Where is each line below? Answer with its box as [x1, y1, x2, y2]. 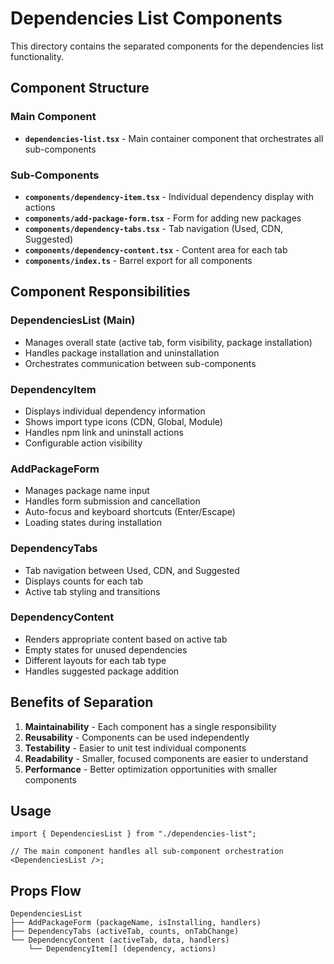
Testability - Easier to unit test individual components [24, 742, 247, 754]
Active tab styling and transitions [24, 585, 161, 597]
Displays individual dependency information [24, 405, 206, 417]
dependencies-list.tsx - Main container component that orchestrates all [24, 132, 324, 144]
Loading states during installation [24, 517, 162, 529]
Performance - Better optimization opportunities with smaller [24, 763, 278, 775]
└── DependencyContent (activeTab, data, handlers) [10, 935, 230, 946]
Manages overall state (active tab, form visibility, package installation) [24, 336, 313, 348]
